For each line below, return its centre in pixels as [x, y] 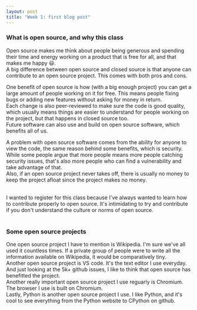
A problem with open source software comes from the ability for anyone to [96, 142]
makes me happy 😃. [31, 63]
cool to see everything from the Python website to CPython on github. [91, 301]
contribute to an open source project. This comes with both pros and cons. [97, 75]
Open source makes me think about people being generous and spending [95, 50]
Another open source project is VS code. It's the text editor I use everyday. [96, 263]
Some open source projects [46, 232]
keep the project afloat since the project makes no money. [76, 180]
